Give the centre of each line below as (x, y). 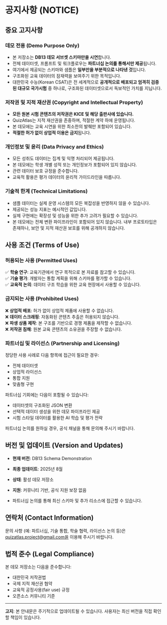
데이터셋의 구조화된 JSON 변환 (42, 405)
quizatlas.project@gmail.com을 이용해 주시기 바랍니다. (59, 537)
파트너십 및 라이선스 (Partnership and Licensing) (63, 343)
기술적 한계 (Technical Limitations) (46, 191)
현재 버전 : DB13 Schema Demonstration (52, 458)
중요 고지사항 (24, 30)
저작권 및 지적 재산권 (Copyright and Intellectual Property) (74, 102)
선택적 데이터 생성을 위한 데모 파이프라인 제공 (56, 412)
